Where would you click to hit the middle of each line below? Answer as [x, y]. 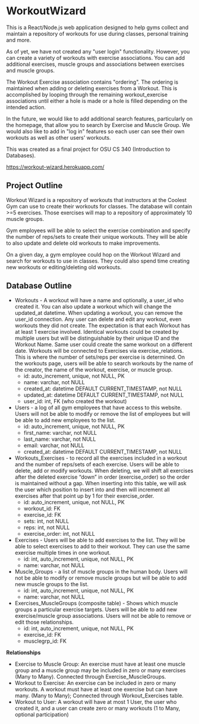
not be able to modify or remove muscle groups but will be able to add [101, 578]
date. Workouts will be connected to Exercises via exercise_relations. [99, 350]
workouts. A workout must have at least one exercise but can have [96, 689]
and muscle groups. [31, 70]
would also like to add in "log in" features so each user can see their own [96, 131]
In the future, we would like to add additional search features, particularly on [99, 118]
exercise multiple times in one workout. [63, 552]
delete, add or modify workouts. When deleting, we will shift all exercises [104, 470]
